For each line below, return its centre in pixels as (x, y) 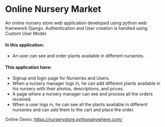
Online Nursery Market (53, 9)
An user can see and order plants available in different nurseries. (78, 56)
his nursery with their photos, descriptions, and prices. (68, 89)
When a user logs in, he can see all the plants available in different (80, 105)
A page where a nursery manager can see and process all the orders (82, 94)
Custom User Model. (26, 33)
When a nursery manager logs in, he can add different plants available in (86, 83)
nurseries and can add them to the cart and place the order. (73, 110)
